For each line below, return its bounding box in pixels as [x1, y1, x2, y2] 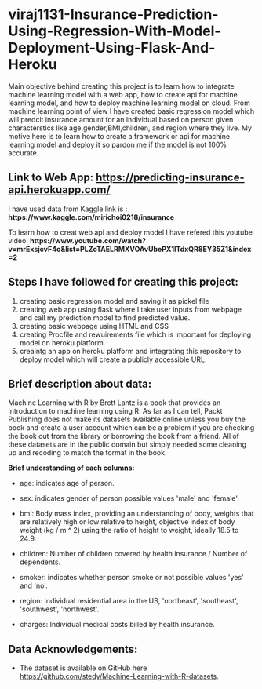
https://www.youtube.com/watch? [30, 235, 147, 245]
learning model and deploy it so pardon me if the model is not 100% [8, 140, 227, 149]
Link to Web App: [8, 171, 94, 184]
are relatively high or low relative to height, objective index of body [19, 517, 235, 527]
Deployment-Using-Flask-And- [8, 39, 216, 57]
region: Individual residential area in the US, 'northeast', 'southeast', [19, 596, 238, 606]
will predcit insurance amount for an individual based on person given [8, 115, 234, 124]
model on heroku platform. [19, 337, 106, 347]
